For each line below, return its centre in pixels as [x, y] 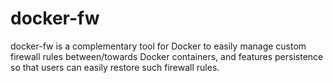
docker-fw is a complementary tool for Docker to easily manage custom [158, 46]
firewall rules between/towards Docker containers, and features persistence [167, 56]
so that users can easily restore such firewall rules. [115, 67]
